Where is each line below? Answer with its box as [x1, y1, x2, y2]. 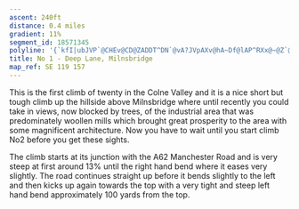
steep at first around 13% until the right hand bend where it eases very [9, 161, 268, 172]
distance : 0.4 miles [9, 21, 86, 30]
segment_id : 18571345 [9, 37, 90, 47]
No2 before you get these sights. [9, 134, 130, 145]
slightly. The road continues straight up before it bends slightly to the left [9, 170, 276, 181]
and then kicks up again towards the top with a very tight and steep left [9, 180, 270, 190]
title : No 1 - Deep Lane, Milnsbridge [9, 54, 153, 63]
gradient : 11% [9, 29, 62, 38]
